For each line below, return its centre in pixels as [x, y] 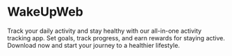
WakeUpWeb [45, 12]
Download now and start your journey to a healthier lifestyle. [94, 45]
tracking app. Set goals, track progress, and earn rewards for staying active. [116, 38]
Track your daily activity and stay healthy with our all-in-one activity [105, 31]
